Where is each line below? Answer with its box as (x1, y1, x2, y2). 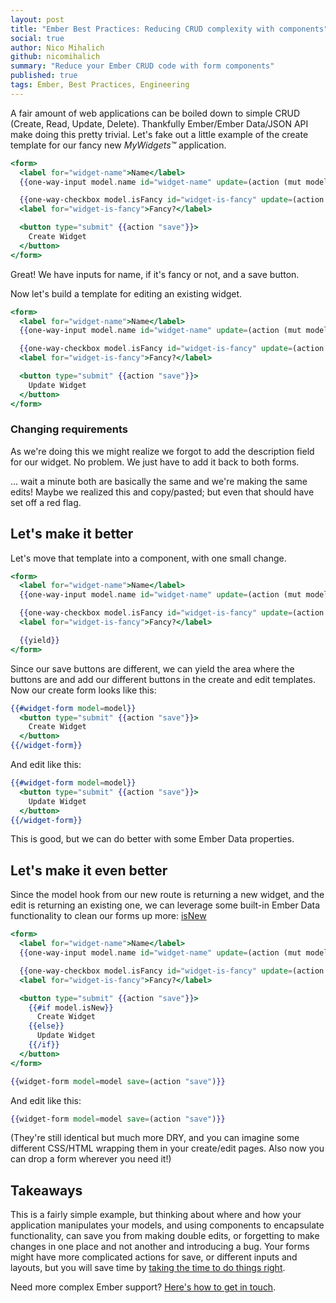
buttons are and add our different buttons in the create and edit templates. (10, 673, 317, 685)
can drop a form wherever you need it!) (10, 1153, 172, 1165)
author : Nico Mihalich (10, 42, 105, 53)
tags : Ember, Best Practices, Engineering (10, 80, 190, 90)
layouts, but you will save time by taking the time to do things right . (10, 1262, 286, 1274)
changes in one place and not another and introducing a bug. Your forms (10, 1241, 310, 1253)
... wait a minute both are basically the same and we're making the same (10, 475, 308, 487)
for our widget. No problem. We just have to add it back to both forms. (10, 456, 300, 468)
